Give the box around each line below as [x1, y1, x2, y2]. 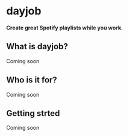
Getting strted [6, 108, 60, 118]
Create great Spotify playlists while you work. [6, 24, 124, 31]
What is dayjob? [6, 41, 68, 52]
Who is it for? [6, 75, 57, 85]
